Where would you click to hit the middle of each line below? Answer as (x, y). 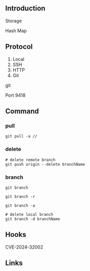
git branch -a (20, 206)
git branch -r (20, 196)
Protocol (19, 47)
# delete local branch (29, 214)
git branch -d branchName (33, 219)
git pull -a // (21, 137)
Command (22, 111)
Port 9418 (16, 95)
